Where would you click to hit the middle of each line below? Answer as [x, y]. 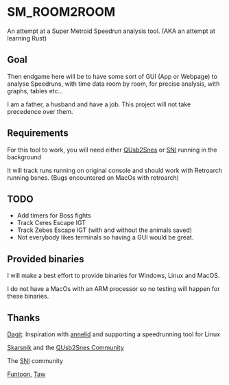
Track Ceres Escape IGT [51, 223]
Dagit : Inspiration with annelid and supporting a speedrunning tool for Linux [114, 334]
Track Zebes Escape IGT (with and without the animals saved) [105, 230]
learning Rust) [27, 38]
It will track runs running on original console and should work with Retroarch [115, 170]
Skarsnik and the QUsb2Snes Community [66, 348]
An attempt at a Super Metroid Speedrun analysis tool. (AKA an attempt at [111, 31]
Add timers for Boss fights [54, 215]
